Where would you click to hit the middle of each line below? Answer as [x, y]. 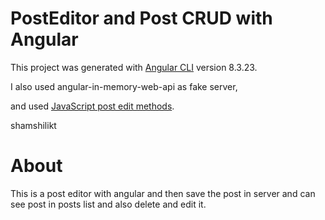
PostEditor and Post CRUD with [141, 18]
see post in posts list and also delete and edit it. [108, 204]
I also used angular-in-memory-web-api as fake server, [124, 86]
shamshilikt [33, 125]
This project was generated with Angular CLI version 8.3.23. [134, 67]
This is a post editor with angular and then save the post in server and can [163, 193]
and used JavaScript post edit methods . [92, 106]
